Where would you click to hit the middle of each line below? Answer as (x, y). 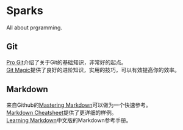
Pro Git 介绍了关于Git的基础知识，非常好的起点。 (66, 62)
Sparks (25, 11)
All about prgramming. (34, 27)
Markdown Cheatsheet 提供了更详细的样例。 (62, 112)
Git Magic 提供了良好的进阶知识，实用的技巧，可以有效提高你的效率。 (93, 70)
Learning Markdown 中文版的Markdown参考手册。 (69, 120)
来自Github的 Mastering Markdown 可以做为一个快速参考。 (79, 105)
